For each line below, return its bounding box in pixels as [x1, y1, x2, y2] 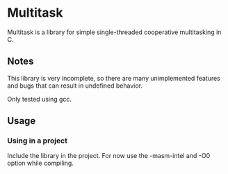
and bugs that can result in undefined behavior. [7, 81, 142, 90]
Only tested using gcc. [7, 95, 72, 103]
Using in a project [7, 136, 68, 145]
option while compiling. [7, 159, 74, 168]
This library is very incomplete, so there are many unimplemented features [7, 74, 220, 82]
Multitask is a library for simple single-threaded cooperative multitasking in [7, 28, 222, 36]
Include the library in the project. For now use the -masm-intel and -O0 [7, 152, 211, 160]
